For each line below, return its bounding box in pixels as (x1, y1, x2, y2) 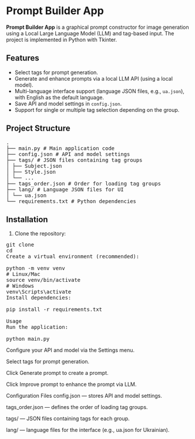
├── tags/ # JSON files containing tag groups (6, 157, 143, 163)
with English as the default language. (14, 94, 105, 101)
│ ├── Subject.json (6, 162, 62, 169)
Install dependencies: (6, 294, 72, 301)
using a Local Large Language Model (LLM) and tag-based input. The (6, 29, 174, 36)
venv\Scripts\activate (6, 288, 72, 295)
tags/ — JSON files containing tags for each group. (6, 415, 130, 422)
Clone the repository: (14, 230, 66, 237)
